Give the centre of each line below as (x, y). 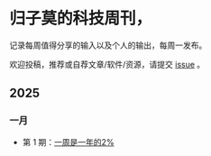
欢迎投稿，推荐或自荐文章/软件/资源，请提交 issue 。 (107, 64)
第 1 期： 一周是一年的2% (68, 142)
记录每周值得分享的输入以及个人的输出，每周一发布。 (108, 45)
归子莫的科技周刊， (81, 18)
